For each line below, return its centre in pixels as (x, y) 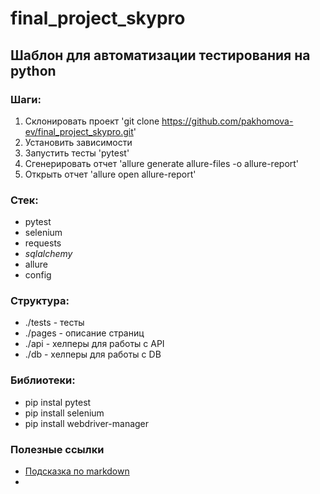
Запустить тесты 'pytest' (77, 153)
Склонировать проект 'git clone (92, 121)
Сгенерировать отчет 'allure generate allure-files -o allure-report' (162, 163)
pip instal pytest (58, 402)
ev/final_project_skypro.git (79, 131)
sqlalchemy (48, 254)
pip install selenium (64, 413)
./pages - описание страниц (84, 333)
